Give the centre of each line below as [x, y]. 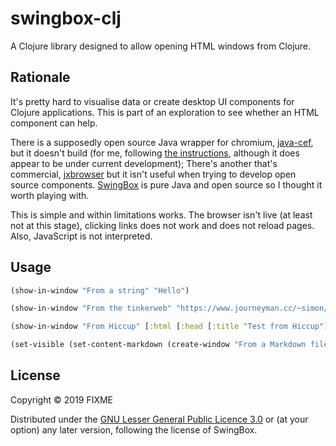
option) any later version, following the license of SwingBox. [134, 429]
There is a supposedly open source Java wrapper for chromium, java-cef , [162, 142]
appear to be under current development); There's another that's [144, 163]
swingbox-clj [66, 18]
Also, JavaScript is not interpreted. [81, 236]
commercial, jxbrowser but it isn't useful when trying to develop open [153, 174]
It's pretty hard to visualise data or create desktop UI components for [152, 101]
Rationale [40, 77]
